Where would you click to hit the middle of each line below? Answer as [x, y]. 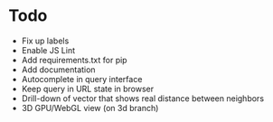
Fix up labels [45, 41]
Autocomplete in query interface [82, 79]
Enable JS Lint [48, 50]
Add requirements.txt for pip [74, 60]
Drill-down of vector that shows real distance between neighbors [142, 98]
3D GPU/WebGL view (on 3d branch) [90, 108]
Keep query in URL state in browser [88, 89]
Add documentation [58, 70]
